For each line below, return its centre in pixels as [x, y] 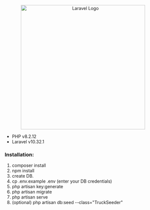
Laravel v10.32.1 [28, 142]
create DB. [23, 176]
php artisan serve [30, 197]
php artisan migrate [32, 192]
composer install [29, 165]
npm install [23, 171]
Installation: [19, 154]
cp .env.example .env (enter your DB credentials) [62, 181]
